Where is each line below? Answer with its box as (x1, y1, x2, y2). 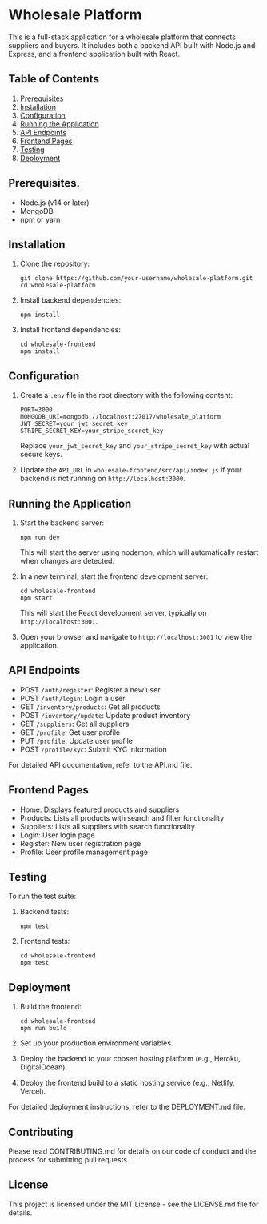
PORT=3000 (19, 406, 54, 414)
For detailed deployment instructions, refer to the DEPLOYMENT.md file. (8, 1102, 246, 1112)
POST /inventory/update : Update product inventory (19, 710, 191, 720)
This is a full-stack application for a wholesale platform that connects (8, 32, 236, 42)
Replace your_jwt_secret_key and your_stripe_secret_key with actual (19, 441, 250, 451)
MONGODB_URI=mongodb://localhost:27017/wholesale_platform (19, 413, 221, 421)
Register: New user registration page (19, 838, 141, 848)
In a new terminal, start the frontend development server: (19, 572, 209, 581)
